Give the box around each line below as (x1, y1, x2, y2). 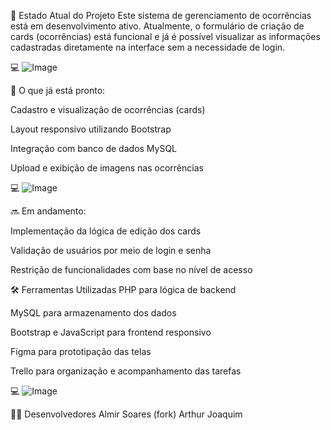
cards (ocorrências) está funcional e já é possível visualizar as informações (10, 31, 321, 42)
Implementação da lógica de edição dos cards (10, 225, 202, 237)
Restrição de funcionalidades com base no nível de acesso (10, 264, 253, 275)
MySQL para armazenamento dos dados (10, 307, 177, 319)
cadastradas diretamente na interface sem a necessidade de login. (10, 41, 286, 53)
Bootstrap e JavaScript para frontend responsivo (10, 326, 212, 338)
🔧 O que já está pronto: (10, 85, 106, 96)
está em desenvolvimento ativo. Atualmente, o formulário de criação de (10, 20, 305, 32)
